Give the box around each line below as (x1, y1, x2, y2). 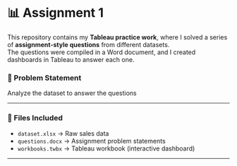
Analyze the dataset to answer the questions (7, 89, 137, 98)
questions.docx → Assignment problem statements (17, 136, 166, 145)
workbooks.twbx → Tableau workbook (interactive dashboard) (17, 144, 195, 153)
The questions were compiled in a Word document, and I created (7, 48, 196, 56)
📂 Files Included (7, 113, 63, 123)
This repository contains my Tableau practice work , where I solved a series (7, 32, 228, 41)
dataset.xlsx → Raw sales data (17, 129, 109, 137)
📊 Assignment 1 (7, 5, 104, 21)
